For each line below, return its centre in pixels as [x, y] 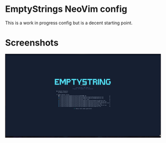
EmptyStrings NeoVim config [66, 9]
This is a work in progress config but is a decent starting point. [69, 23]
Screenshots [32, 43]
